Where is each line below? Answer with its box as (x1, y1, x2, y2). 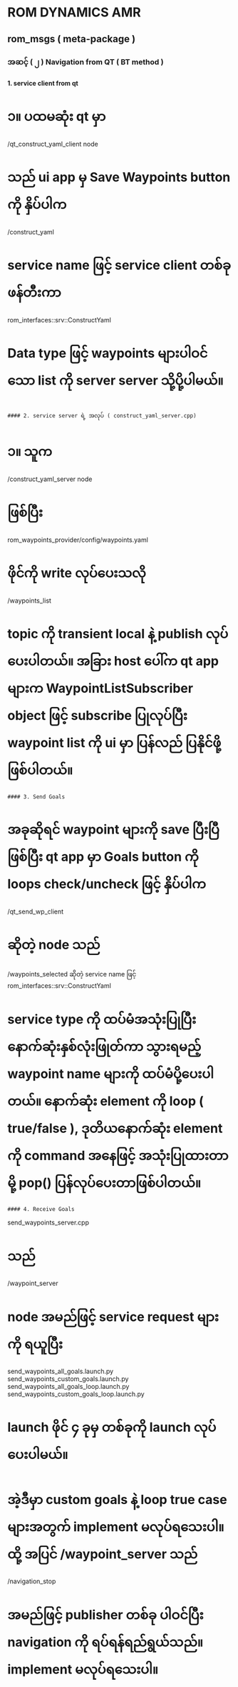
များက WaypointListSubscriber (7, 680, 194, 696)
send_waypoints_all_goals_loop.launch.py (7, 1382, 130, 1391)
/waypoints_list (7, 596, 52, 605)
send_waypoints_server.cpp (7, 1218, 89, 1227)
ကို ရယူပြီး (7, 1336, 63, 1352)
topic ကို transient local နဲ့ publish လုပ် (7, 625, 229, 642)
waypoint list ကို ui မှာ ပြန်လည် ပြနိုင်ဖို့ (7, 734, 222, 751)
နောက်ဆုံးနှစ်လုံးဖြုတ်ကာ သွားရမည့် (7, 1038, 202, 1054)
